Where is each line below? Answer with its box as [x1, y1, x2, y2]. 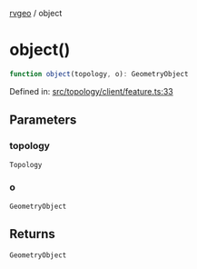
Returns [9, 226, 56, 242]
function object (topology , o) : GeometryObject [9, 69, 189, 78]
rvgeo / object [9, 8, 63, 18]
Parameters [9, 113, 77, 128]
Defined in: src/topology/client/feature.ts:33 [9, 85, 174, 96]
